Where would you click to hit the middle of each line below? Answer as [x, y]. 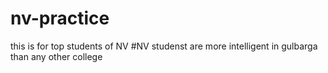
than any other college [56, 56]
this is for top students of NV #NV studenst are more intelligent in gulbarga [164, 46]
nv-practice [60, 18]
